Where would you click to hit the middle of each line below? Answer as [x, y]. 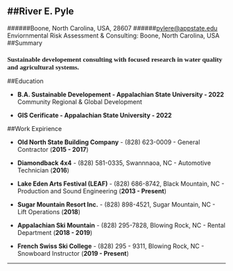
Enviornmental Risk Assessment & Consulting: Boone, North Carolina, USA [113, 35]
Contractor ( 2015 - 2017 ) [53, 150]
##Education [25, 81]
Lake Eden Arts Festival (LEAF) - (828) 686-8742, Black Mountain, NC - [121, 184]
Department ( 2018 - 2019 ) [55, 233]
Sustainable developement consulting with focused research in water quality [115, 60]
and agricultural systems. [43, 67]
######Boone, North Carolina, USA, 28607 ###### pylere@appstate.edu [112, 28]
